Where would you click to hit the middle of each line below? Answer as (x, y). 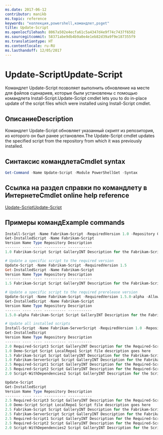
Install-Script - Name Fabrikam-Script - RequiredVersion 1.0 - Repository (80, 234)
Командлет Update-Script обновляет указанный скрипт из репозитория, (80, 131)
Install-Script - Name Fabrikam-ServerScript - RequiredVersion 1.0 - (76, 328)
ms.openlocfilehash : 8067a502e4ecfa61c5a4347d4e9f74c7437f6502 (70, 32)
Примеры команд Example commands (65, 223)
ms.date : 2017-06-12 (26, 10)
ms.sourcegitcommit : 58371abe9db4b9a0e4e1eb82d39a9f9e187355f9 (70, 37)
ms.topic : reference (26, 19)
